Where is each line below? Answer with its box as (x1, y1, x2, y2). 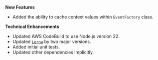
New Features (5, 4, 35, 10)
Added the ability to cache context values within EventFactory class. (12, 14, 154, 19)
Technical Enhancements (5, 23, 59, 29)
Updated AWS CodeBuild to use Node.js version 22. (12, 33, 120, 39)
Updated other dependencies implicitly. (12, 49, 94, 55)
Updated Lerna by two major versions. (12, 38, 91, 44)
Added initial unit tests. (12, 44, 60, 49)
